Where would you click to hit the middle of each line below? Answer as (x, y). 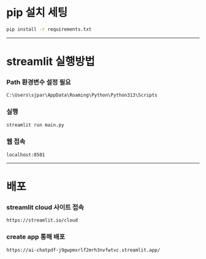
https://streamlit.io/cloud (42, 220)
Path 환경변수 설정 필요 (39, 82)
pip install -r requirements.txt (49, 29)
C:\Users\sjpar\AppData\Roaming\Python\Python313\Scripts (82, 96)
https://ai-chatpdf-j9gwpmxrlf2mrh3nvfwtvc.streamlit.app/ (83, 250)
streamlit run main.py (35, 125)
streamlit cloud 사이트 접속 (45, 207)
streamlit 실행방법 (51, 61)
